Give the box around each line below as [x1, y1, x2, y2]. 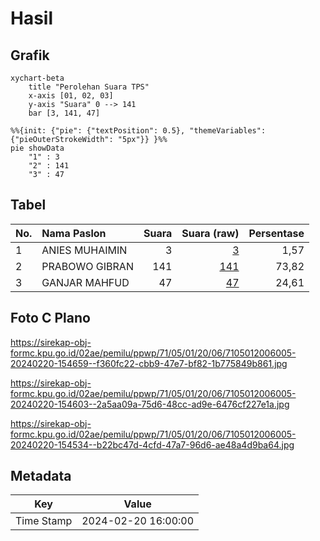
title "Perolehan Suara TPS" [28, 82, 150, 92]
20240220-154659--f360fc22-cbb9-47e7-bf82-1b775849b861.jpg [10, 357, 288, 369]
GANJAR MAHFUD [41, 275, 130, 289]
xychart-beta [10, 73, 65, 83]
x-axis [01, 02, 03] [28, 91, 114, 101]
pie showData [10, 143, 65, 153]
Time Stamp [15, 514, 73, 528]
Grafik [10, 47, 50, 64]
